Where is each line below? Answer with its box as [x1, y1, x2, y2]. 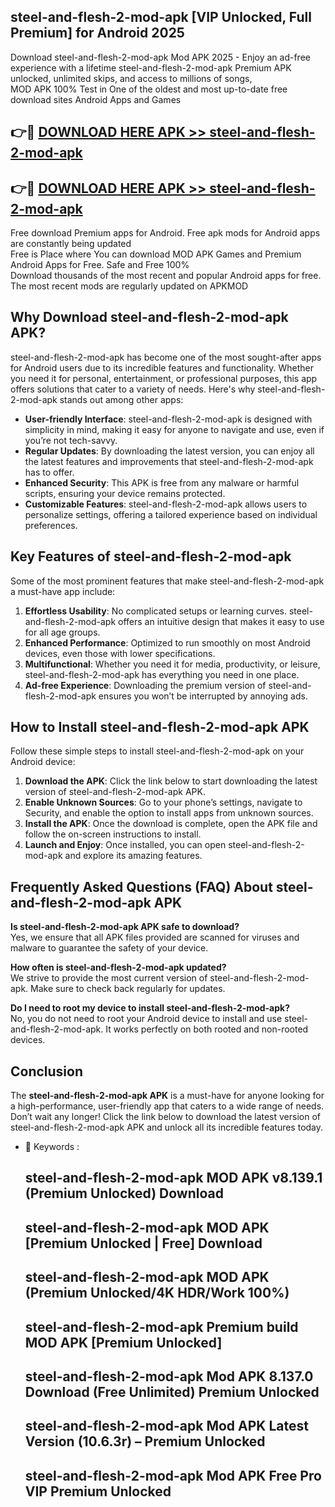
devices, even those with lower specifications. [24, 647, 216, 659]
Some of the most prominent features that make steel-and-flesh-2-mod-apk [10, 575, 325, 587]
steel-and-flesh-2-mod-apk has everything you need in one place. [24, 668, 300, 680]
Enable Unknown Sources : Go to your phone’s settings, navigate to [24, 796, 303, 809]
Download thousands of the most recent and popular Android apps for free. [10, 270, 322, 282]
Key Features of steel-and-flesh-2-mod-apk [10, 548, 292, 565]
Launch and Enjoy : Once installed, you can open [24, 839, 227, 851]
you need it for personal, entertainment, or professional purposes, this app [10, 372, 318, 384]
